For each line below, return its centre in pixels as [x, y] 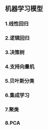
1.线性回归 [17, 24]
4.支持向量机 [20, 67]
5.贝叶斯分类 [20, 81]
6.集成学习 [17, 95]
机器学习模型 [24, 9]
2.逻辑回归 [17, 38]
